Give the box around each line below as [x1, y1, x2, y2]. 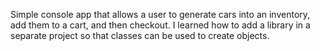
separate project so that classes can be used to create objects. [10, 30, 270, 41]
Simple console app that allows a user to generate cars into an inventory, [10, 9, 311, 20]
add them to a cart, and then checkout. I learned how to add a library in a [10, 19, 311, 31]
